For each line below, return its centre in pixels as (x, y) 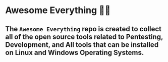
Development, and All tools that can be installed (82, 45)
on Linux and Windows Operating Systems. (75, 52)
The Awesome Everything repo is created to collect (83, 29)
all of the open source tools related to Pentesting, (84, 37)
